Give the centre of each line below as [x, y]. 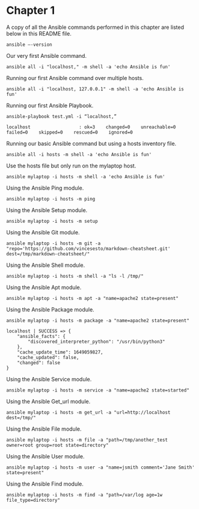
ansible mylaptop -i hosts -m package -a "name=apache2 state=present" [98, 320]
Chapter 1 [31, 11]
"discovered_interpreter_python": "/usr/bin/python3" [96, 342]
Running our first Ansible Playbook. [50, 105]
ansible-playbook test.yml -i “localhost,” [62, 116]
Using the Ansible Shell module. [46, 265]
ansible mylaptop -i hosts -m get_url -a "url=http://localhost [88, 412]
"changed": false [39, 363]
